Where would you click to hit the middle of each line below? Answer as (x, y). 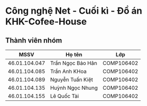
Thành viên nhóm (34, 40)
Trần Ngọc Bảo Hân (74, 63)
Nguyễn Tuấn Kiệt (72, 80)
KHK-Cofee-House (46, 22)
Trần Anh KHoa (68, 71)
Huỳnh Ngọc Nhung (74, 88)
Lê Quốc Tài (65, 96)
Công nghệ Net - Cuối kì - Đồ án (74, 11)
